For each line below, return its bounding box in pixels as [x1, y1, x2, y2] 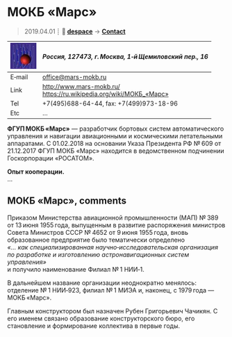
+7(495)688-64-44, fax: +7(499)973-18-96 [42, 99, 179, 108]
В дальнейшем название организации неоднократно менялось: [7, 279, 197, 287]
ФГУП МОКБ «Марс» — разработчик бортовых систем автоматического [7, 124, 224, 133]
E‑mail [10, 72, 28, 81]
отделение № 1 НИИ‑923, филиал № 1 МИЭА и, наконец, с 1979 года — [7, 286, 215, 294]
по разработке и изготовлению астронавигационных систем [7, 250, 190, 258]
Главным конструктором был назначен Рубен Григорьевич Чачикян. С [7, 306, 218, 315]
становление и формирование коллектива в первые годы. [7, 321, 181, 330]
